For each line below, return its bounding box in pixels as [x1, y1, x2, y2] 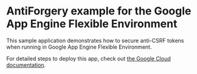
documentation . [6, 61, 46, 69]
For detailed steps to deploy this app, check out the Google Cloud [6, 55, 171, 62]
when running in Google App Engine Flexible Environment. [6, 43, 152, 51]
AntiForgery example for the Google [6, 4, 192, 18]
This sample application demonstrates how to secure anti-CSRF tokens [6, 37, 184, 44]
